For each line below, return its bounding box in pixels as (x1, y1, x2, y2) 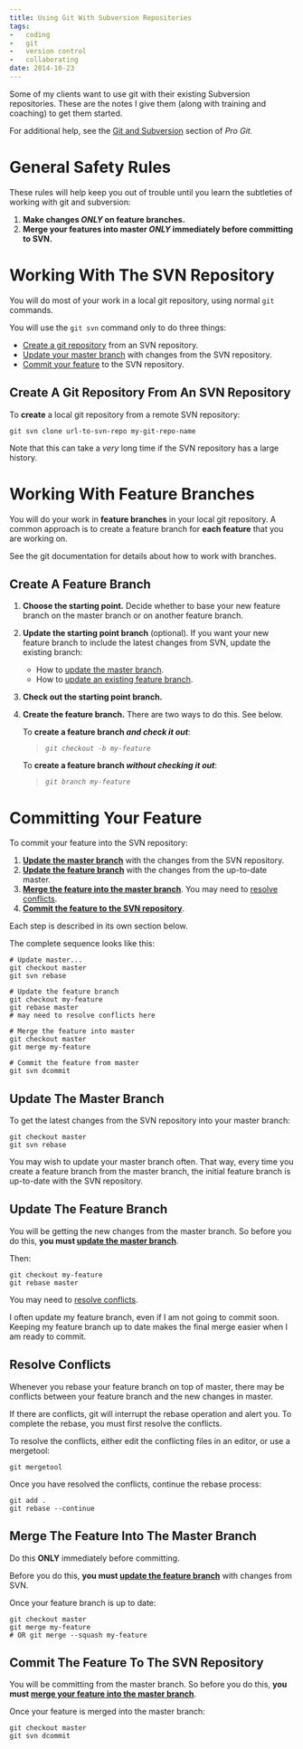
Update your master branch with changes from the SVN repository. (22, 349, 273, 360)
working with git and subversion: (9, 196, 131, 207)
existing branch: (22, 647, 83, 658)
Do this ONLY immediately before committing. (9, 1553, 180, 1564)
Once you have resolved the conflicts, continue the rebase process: (9, 1478, 262, 1489)
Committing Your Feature (9, 807, 203, 828)
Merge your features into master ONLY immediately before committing (22, 223, 294, 234)
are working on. (9, 533, 68, 544)
